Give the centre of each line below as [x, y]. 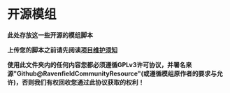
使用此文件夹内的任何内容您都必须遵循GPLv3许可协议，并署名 [96, 64]
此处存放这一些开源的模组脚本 [50, 35]
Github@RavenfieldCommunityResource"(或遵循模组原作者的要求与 [117, 73]
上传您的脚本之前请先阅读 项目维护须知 [62, 50]
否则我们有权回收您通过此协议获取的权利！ [83, 82]
